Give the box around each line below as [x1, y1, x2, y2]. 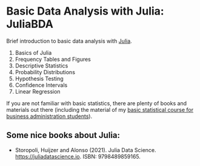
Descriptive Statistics [15, 62, 68, 69]
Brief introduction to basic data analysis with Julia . [6, 37, 132, 44]
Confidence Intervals [15, 81, 68, 89]
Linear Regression [15, 88, 61, 95]
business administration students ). [6, 112, 93, 120]
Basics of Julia [15, 49, 52, 56]
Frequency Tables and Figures [15, 55, 91, 63]
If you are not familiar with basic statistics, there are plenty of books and [6, 99, 187, 107]
